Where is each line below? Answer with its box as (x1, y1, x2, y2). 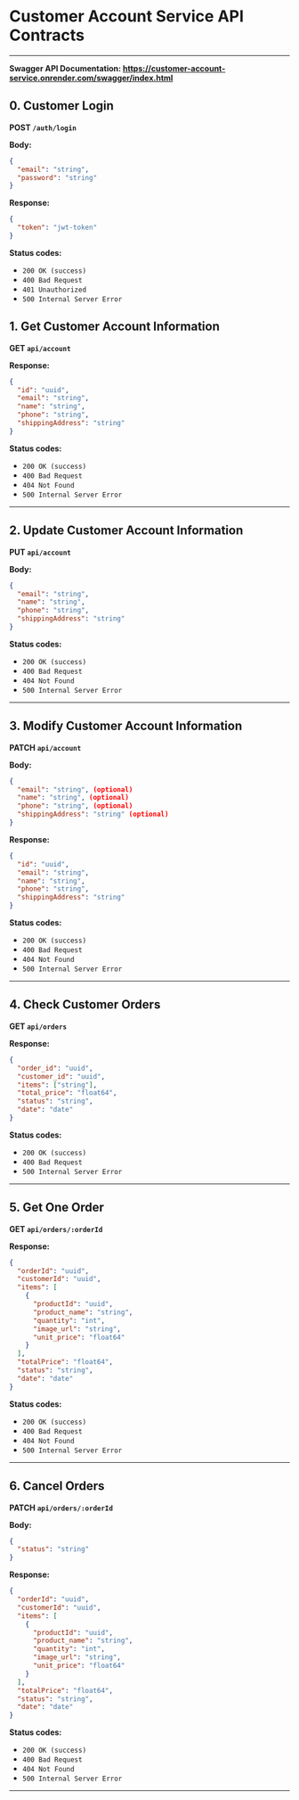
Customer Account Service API (9, 6, 245, 27)
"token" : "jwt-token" (17, 223, 98, 233)
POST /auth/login (9, 122, 77, 133)
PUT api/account (9, 547, 71, 557)
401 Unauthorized (21, 285, 87, 294)
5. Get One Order (9, 1200, 105, 1215)
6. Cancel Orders (9, 1478, 105, 1494)
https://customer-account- (123, 62, 226, 73)
